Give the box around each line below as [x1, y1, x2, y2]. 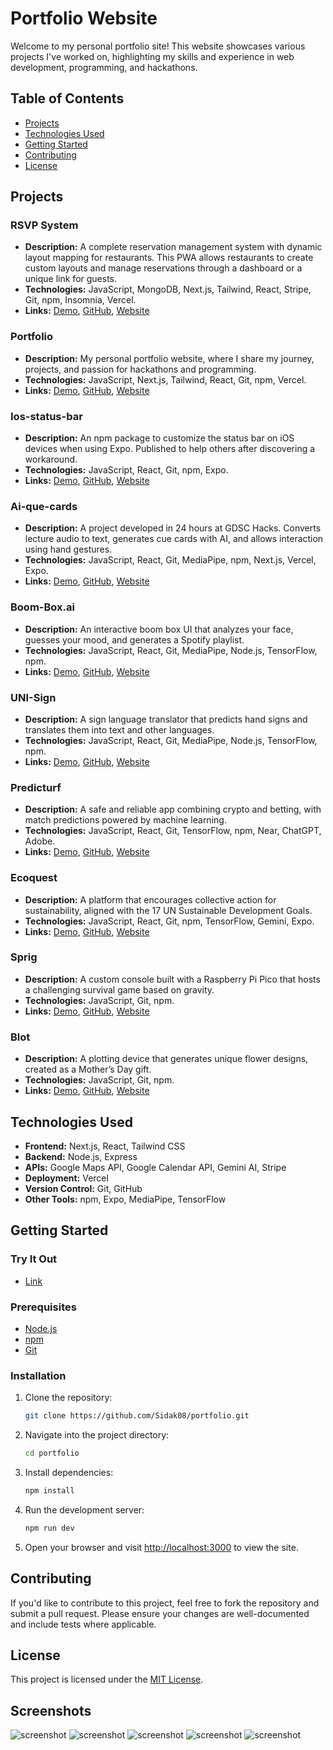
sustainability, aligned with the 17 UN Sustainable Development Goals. [24, 904, 313, 916]
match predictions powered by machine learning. [24, 814, 227, 826]
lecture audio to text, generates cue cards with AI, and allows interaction [24, 533, 324, 545]
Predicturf [10, 780, 62, 794]
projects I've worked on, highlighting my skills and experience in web [10, 50, 295, 62]
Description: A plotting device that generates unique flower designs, [24, 1053, 309, 1065]
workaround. [24, 453, 78, 466]
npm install [24, 1485, 75, 1496]
